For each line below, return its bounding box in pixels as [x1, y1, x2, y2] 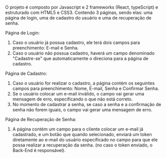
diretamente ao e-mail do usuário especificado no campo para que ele [12, 137, 158, 142]
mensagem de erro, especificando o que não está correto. [12, 96, 133, 102]
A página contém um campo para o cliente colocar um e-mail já [12, 126, 143, 132]
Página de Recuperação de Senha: [5, 116, 76, 122]
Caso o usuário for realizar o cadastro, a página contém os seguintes [12, 80, 155, 86]
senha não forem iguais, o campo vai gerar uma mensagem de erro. [12, 107, 152, 112]
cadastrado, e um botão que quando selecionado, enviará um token [12, 131, 152, 137]
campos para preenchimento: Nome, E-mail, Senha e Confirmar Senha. [12, 85, 159, 91]
